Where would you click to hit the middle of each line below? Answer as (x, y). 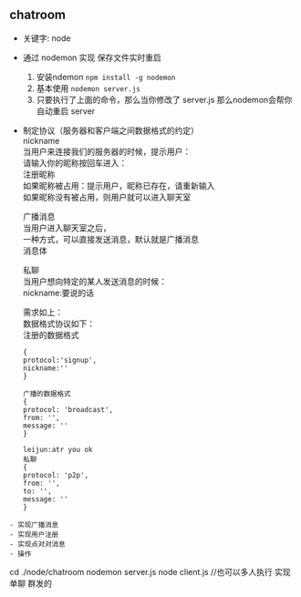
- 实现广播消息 (34, 525)
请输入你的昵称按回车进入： (75, 162)
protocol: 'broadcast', (68, 409)
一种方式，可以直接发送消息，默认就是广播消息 (110, 239)
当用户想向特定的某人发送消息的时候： (94, 281)
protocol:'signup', (60, 360)
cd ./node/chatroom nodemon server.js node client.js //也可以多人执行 (141, 571)
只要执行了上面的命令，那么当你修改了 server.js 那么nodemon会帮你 (164, 99)
